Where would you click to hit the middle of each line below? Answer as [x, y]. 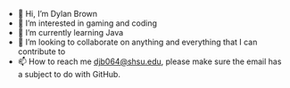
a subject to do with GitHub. [69, 74]
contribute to [41, 52]
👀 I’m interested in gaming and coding [87, 23]
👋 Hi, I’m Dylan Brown [58, 14]
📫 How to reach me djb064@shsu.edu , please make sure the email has [149, 61]
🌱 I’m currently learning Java [70, 32]
